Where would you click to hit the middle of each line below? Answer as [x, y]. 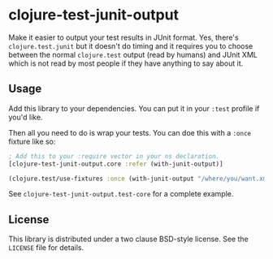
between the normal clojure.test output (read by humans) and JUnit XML [133, 54]
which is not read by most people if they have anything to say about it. [126, 63]
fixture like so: [32, 141]
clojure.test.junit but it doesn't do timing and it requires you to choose [131, 45]
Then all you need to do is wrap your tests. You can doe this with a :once [130, 132]
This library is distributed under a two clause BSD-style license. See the [129, 239]
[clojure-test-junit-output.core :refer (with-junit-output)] [116, 164]
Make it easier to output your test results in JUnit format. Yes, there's [123, 37]
